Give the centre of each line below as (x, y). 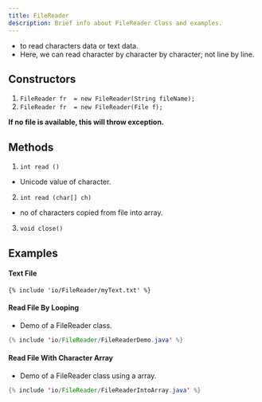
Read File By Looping (44, 308)
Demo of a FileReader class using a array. (88, 376)
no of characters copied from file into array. (91, 213)
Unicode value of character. (65, 182)
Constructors (42, 79)
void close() (41, 229)
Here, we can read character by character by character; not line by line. (137, 54)
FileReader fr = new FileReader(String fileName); (107, 99)
